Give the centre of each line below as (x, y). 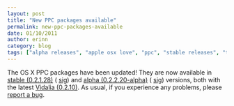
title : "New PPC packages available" (62, 20)
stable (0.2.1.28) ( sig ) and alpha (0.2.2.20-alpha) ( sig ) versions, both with (114, 79)
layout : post (26, 14)
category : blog (29, 46)
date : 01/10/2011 (32, 33)
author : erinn (28, 40)
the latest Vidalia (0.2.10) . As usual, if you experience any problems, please (115, 87)
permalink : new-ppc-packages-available (65, 26)
